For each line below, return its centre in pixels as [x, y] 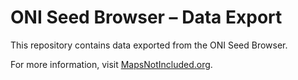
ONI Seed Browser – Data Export [146, 17]
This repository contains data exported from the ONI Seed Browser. [149, 45]
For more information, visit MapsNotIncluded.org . [111, 64]
